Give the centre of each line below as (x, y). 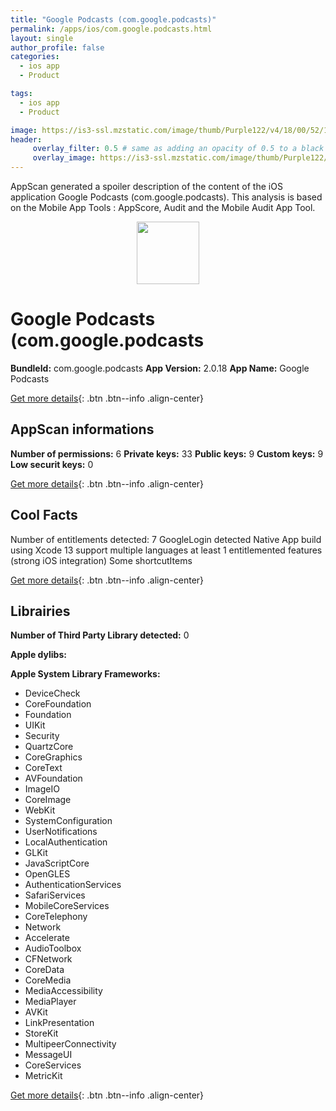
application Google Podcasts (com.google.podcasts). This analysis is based (166, 197)
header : (26, 139)
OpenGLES (47, 874)
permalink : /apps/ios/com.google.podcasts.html (111, 29)
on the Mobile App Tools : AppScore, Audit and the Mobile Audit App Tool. (163, 207)
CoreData (44, 970)
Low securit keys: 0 (52, 464)
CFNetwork (48, 959)
